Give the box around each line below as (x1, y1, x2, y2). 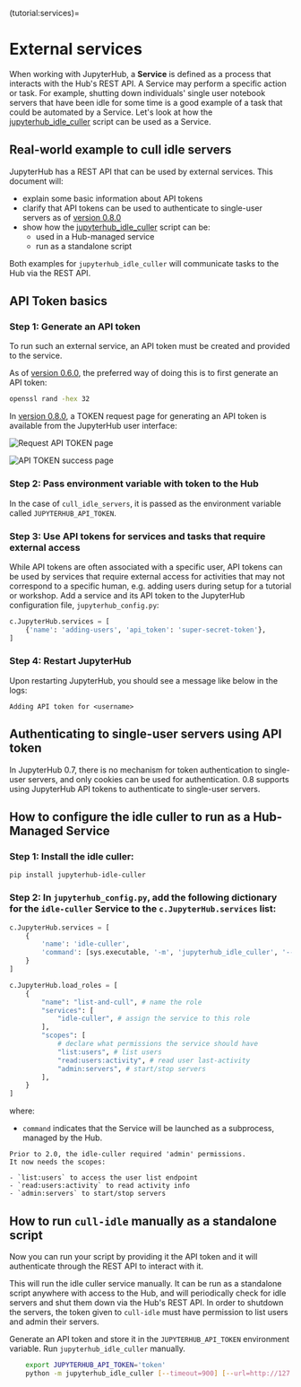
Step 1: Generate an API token (9, 320, 141, 333)
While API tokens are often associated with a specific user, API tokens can (9, 561, 283, 572)
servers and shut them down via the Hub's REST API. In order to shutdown (9, 1296, 284, 1308)
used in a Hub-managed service (35, 231, 155, 241)
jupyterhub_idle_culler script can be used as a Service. (9, 116, 212, 126)
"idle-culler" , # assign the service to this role (56, 1014, 251, 1024)
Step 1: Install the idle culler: (9, 850, 134, 862)
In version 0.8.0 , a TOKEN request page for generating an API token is (9, 411, 267, 422)
